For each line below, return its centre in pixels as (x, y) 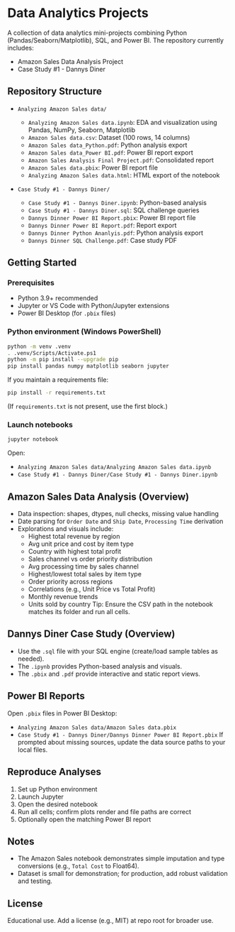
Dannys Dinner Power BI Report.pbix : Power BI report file (112, 217)
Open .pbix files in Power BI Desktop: (62, 713)
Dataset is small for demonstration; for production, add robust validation (122, 874)
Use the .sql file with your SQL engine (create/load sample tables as (117, 651)
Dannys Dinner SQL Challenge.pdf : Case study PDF (103, 240)
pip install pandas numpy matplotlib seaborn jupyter (88, 366)
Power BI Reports (46, 696)
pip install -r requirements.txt (57, 393)
